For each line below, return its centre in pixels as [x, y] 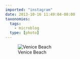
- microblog [27, 28]
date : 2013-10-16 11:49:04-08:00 [40, 14]
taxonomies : [18, 19]
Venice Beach [32, 52]
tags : [16, 24]
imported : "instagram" [29, 10]
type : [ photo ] [24, 33]
